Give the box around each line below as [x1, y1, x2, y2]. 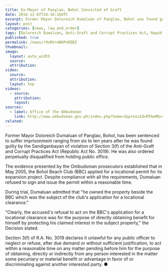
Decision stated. [5, 225, 39, 231]
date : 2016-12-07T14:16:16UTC [5, 12, 68, 17]
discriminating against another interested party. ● [5, 261, 108, 267]
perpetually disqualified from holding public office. [5, 153, 109, 160]
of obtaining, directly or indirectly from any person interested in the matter [5, 251, 158, 257]
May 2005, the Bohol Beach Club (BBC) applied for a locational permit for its [5, 168, 162, 175]
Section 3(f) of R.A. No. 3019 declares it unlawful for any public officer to [5, 235, 155, 241]
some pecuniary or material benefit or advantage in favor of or [5, 256, 134, 262]
